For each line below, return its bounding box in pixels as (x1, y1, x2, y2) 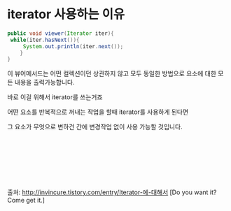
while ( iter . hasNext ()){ (10, 36, 80, 43)
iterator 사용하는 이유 (7, 6, 125, 22)
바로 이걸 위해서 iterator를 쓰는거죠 (7, 93, 103, 101)
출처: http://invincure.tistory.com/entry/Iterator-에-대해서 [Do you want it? (7, 188, 217, 196)
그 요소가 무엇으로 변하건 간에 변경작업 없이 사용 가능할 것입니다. (7, 123, 183, 131)
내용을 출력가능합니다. (14, 78, 75, 87)
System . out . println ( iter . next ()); (22, 43, 124, 50)
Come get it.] (7, 196, 45, 205)
